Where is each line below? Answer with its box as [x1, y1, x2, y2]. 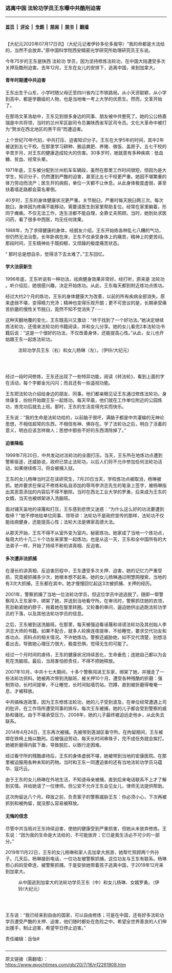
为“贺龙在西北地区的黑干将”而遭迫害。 [5, 126, 86, 132]
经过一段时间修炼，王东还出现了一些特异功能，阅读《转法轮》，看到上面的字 [5, 373, 165, 379]
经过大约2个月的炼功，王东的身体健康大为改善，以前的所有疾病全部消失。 [5, 293, 161, 299]
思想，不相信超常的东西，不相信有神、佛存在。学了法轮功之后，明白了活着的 [5, 420, 167, 427]
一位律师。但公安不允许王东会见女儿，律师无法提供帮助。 [45, 783, 167, 789]
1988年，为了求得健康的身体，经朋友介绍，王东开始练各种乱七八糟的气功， [5, 227, 164, 233]
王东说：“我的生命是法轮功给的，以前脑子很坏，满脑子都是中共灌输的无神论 [5, 414, 165, 420]
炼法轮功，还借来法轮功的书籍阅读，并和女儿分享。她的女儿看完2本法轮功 [5, 323, 161, 329]
